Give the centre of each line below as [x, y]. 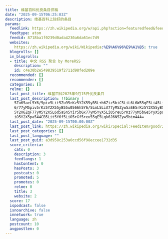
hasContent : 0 [29, 163]
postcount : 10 [24, 224]
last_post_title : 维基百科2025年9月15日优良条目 [57, 94]
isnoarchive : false [30, 210]
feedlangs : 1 [28, 159]
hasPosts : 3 [26, 168]
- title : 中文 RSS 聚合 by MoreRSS [45, 61]
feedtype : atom [25, 33]
